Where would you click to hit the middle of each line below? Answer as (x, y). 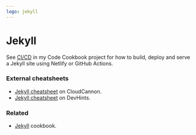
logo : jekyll (22, 11)
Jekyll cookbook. (35, 126)
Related (17, 113)
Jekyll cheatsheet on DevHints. (53, 97)
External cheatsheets (37, 78)
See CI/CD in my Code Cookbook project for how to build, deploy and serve (98, 57)
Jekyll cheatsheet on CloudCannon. (58, 91)
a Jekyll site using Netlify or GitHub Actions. (60, 63)
